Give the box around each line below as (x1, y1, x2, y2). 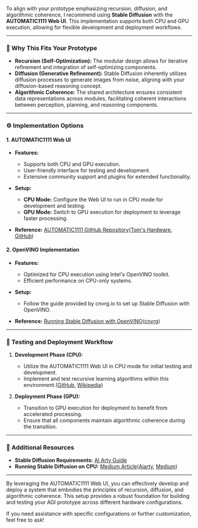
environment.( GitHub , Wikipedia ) (23, 381, 103, 388)
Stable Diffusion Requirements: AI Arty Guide (14, 457, 127, 464)
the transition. (23, 423, 57, 430)
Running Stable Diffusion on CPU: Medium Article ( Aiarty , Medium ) (14, 463, 178, 470)
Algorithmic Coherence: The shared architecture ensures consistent (14, 88, 183, 96)
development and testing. (23, 202, 85, 209)
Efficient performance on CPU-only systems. (23, 277, 133, 284)
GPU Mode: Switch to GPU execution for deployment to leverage (23, 209, 181, 216)
